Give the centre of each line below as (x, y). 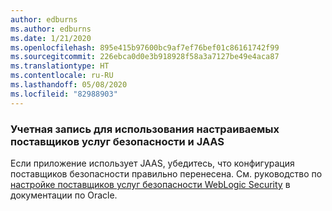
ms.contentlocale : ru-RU (62, 76)
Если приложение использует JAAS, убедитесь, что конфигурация (152, 163)
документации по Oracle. (64, 195)
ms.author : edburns (51, 29)
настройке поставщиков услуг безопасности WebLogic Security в (150, 184)
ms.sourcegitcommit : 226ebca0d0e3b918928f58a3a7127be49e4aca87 (145, 57)
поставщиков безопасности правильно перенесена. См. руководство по (166, 173)
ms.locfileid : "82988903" (64, 94)
